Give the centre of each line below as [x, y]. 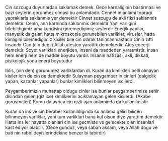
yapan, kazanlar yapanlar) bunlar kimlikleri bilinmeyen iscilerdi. [70, 81]
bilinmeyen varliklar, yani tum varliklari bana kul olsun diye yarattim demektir [84, 117]
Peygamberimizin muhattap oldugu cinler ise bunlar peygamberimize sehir [82, 91]
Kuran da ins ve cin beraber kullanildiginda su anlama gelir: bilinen [74, 111]
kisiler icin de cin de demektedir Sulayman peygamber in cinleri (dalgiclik [81, 76]
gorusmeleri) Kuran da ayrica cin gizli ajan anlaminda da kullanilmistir [77, 102]
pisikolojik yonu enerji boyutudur [39, 61]
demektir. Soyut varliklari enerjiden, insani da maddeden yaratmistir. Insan [82, 50]
